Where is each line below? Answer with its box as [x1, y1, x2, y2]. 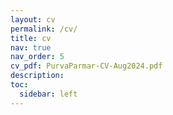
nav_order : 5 [10, 52, 65, 62]
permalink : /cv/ [10, 24, 78, 34]
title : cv [10, 33, 52, 43]
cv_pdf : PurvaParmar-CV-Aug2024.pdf [10, 61, 163, 71]
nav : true [10, 42, 52, 53]
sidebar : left [19, 89, 78, 99]
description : [10, 71, 65, 81]
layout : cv [10, 14, 56, 25]
